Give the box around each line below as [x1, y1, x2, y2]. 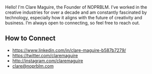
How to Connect [5, 34, 56, 42]
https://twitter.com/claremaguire [12, 52, 78, 58]
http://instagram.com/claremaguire [12, 58, 84, 64]
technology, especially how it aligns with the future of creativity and [5, 15, 143, 20]
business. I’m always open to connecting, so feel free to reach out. [5, 20, 140, 26]
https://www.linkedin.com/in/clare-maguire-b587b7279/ [12, 47, 126, 53]
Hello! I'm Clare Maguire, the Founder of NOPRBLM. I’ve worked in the [5, 4, 148, 10]
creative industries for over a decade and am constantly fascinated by [5, 9, 147, 15]
